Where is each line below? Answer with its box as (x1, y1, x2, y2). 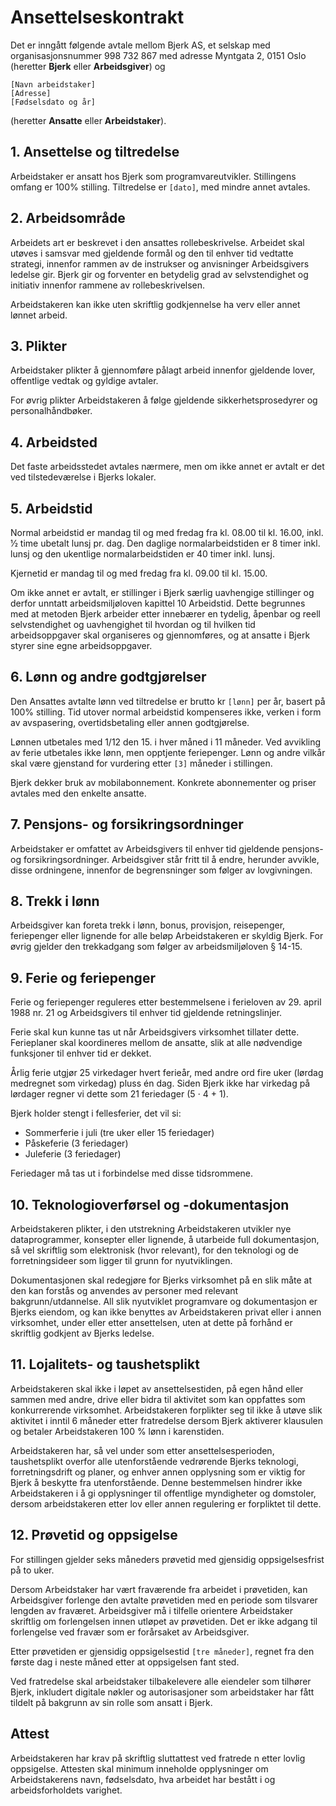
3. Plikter (10, 337, 68, 355)
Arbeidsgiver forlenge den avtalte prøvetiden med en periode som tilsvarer (10, 1594, 318, 1606)
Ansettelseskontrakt (10, 6, 185, 29)
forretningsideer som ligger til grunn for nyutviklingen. (10, 1255, 233, 1267)
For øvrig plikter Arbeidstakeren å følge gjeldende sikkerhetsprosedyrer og (10, 394, 318, 406)
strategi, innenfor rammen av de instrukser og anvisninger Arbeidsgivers (10, 257, 310, 270)
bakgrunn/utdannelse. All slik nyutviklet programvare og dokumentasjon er (10, 1296, 318, 1308)
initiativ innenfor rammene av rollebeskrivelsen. (10, 279, 206, 291)
